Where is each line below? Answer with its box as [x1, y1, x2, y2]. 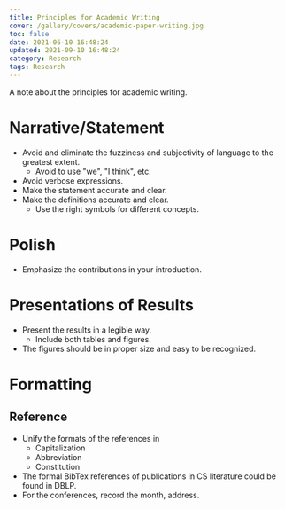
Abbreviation [35, 451, 82, 462]
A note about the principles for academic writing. [9, 86, 188, 98]
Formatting [9, 374, 93, 395]
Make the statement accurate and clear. [21, 184, 167, 195]
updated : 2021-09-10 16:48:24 [9, 46, 121, 55]
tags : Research [9, 63, 65, 72]
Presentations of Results [9, 294, 195, 315]
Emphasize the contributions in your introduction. [21, 263, 202, 275]
